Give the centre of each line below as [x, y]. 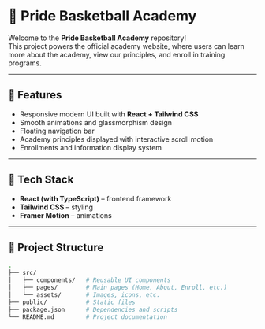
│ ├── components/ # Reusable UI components [90, 280]
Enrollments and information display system [91, 147]
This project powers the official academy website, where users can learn [126, 46]
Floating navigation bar [57, 131]
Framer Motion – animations [65, 215]
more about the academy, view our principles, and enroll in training [117, 54]
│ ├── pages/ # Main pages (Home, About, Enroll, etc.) [118, 287]
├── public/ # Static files [72, 302]
